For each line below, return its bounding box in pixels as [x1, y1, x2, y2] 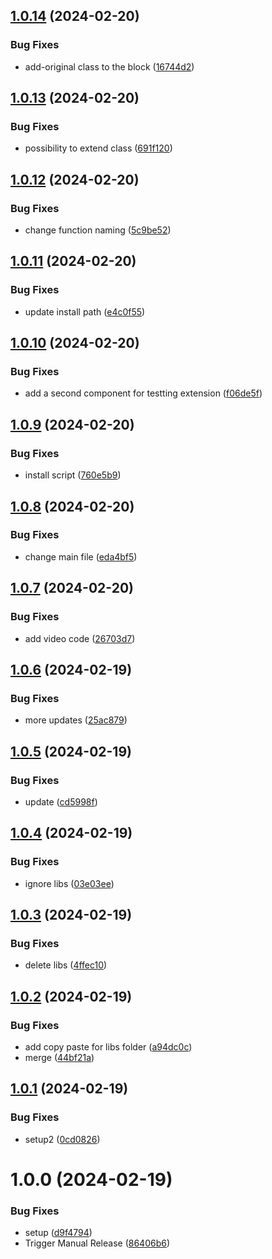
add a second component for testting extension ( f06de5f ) [24, 387, 263, 399]
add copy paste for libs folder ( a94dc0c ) [24, 1040, 193, 1053]
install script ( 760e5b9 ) [24, 469, 122, 481]
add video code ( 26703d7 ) [24, 632, 136, 644]
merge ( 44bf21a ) [24, 1051, 95, 1063]
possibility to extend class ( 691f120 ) [24, 142, 173, 154]
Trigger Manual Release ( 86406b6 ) [24, 1237, 171, 1249]
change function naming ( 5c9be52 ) [24, 224, 172, 236]
